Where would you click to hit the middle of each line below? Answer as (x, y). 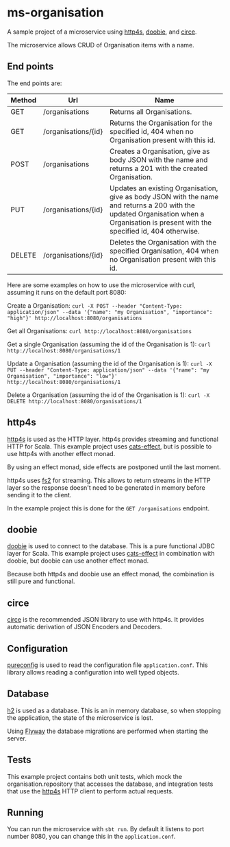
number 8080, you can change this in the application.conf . (91, 837)
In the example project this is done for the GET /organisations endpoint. (108, 508)
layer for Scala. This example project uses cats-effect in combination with (111, 554)
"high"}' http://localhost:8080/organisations (75, 318)
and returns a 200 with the (152, 205)
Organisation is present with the (161, 223)
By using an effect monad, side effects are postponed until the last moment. (114, 467)
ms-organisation (55, 13)
